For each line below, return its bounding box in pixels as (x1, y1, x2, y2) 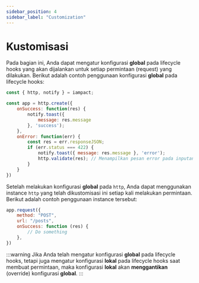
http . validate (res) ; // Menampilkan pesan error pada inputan (37, 155, 195, 162)
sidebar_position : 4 (6, 8, 57, 15)
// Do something (27, 229, 68, 235)
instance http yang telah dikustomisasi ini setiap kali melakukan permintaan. (6, 189, 192, 196)
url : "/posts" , (17, 218, 54, 224)
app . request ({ (6, 207, 41, 213)
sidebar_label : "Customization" (6, 14, 86, 20)
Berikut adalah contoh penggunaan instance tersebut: (6, 195, 137, 202)
